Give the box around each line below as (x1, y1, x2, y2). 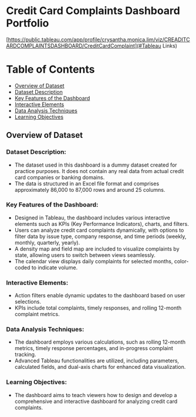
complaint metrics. (14, 311, 60, 318)
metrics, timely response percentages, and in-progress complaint (14, 345, 173, 352)
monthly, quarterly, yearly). (14, 239, 80, 246)
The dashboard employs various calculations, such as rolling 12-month (14, 338, 186, 345)
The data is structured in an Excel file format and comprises (14, 180, 160, 187)
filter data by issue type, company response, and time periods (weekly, (14, 233, 187, 240)
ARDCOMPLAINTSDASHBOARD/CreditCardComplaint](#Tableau (6, 42, 161, 49)
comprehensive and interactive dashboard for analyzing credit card (14, 398, 178, 405)
